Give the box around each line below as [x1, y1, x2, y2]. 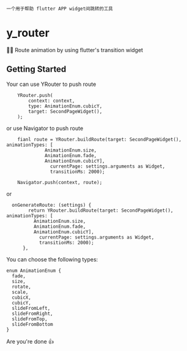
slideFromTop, [12, 315, 48, 322]
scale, [12, 289, 29, 295]
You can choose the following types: [6, 255, 98, 263]
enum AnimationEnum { [6, 268, 62, 274]
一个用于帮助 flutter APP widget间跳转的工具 [6, 6, 113, 12]
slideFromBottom [12, 321, 53, 327]
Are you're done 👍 [6, 337, 54, 345]
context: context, [28, 98, 75, 104]
